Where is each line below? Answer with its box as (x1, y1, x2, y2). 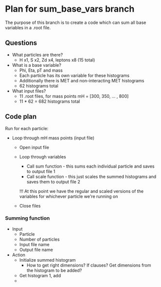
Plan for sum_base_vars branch (5, 3, 135, 15)
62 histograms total (19, 83, 58, 89)
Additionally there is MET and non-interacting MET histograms (19, 77, 144, 83)
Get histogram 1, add (19, 272, 61, 278)
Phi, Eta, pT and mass (19, 67, 63, 73)
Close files (19, 203, 41, 209)
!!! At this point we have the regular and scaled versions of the (19, 188, 144, 194)
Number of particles (19, 236, 60, 242)
